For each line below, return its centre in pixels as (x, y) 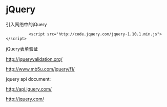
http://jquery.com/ (25, 99)
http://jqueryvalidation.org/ (34, 59)
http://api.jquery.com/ (29, 89)
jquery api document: (28, 79)
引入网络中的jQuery (26, 24)
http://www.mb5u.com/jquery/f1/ (40, 69)
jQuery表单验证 (22, 49)
